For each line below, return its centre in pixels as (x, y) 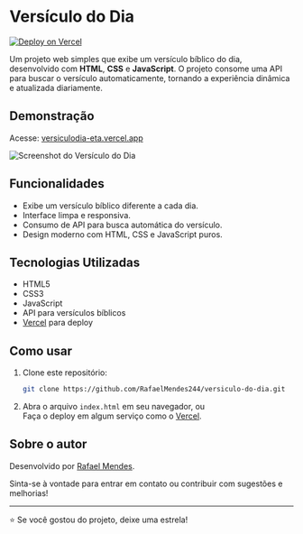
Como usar (41, 350)
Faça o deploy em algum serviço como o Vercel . (112, 416)
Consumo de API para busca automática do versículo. (122, 225)
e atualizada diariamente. (56, 87)
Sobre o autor (48, 444)
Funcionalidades (57, 184)
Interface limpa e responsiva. (76, 215)
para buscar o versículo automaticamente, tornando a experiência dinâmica (150, 78)
